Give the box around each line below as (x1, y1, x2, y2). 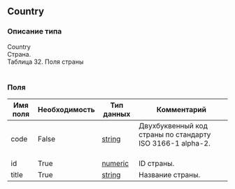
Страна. (7, 50, 31, 58)
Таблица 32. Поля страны (7, 57, 84, 66)
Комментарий (156, 104, 206, 114)
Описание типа (7, 27, 62, 36)
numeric (101, 158, 129, 168)
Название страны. (138, 169, 201, 179)
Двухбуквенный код (138, 120, 208, 130)
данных (103, 108, 131, 118)
